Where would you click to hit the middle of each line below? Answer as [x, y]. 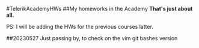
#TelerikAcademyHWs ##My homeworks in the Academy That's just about [99, 9]
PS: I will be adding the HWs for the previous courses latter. [80, 27]
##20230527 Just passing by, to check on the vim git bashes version [92, 38]
